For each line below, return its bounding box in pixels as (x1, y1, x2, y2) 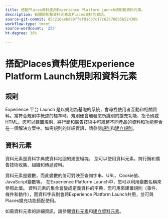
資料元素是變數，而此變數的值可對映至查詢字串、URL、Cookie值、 (5, 172, 143, 178)
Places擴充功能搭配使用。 (5, 197, 59, 203)
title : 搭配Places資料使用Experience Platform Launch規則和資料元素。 (5, 7, 145, 13)
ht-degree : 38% (5, 31, 37, 36)
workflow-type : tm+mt (5, 21, 51, 27)
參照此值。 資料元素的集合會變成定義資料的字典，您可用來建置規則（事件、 (5, 185, 160, 191)
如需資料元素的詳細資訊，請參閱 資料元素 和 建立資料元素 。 (5, 208, 124, 214)
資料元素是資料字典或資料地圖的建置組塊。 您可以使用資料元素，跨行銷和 (5, 155, 156, 161)
